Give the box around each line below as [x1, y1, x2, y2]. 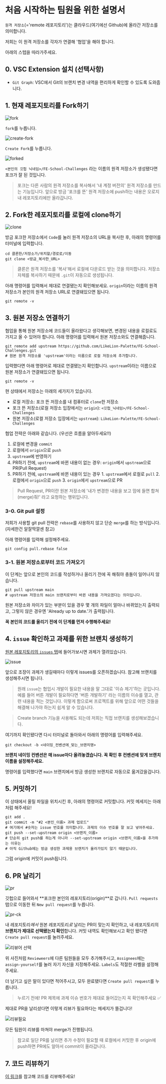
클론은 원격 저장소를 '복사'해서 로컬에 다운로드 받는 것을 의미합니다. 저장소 [17, 266, 160, 272]
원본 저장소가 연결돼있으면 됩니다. [5, 369, 70, 375]
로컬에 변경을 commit [12, 441, 53, 447]
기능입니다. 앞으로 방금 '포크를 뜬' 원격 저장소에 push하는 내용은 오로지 [22, 188, 160, 194]
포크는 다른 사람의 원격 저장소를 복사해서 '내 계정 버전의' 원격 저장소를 [17, 182, 152, 188]
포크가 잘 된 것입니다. [5, 172, 46, 178]
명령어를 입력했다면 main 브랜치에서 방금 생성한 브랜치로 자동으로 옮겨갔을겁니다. [5, 768, 161, 775]
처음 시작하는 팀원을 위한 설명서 [5, 4, 125, 16]
